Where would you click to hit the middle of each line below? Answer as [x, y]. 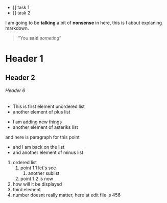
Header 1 [24, 59]
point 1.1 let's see [38, 168]
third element [27, 189]
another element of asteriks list [45, 127]
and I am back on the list [39, 147]
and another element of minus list [48, 152]
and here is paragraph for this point [43, 137]
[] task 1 [21, 7]
